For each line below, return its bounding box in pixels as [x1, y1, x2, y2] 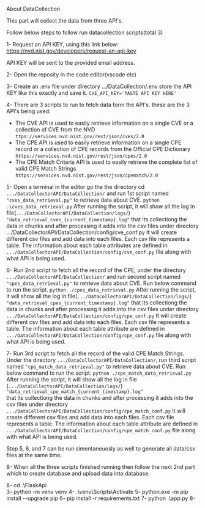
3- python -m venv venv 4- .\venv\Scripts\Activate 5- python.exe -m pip [6, 488, 188, 495]
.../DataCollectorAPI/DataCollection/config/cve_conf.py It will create [6, 229, 177, 236]
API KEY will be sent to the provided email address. [6, 59, 136, 66]
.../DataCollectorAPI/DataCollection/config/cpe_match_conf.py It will [6, 407, 185, 414]
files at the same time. [6, 452, 62, 458]
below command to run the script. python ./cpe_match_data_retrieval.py [6, 369, 192, 377]
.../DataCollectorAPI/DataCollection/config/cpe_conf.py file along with [6, 331, 192, 339]
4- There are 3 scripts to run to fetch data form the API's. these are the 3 [6, 101, 190, 108]
